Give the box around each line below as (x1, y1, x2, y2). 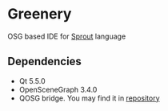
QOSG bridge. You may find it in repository (18, 93, 161, 103)
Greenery (7, 5, 72, 23)
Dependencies (7, 55, 82, 68)
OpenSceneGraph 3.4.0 (18, 84, 98, 94)
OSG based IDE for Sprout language (7, 31, 126, 41)
